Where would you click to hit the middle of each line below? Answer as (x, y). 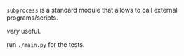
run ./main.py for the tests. (46, 44)
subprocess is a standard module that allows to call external (92, 10)
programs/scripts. (33, 17)
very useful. (24, 31)
